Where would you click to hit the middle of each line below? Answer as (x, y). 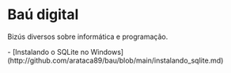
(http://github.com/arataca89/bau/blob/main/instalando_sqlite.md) (116, 60)
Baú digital (43, 15)
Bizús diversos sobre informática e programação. (88, 36)
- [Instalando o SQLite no (48, 52)
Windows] (107, 52)
